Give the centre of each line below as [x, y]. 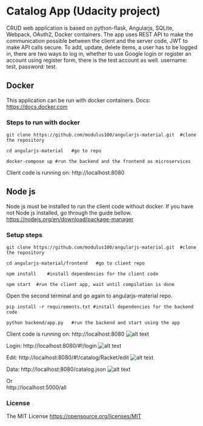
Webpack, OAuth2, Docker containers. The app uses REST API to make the [100, 34]
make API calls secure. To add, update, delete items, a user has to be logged [102, 47]
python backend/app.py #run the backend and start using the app [93, 323]
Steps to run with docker [43, 122]
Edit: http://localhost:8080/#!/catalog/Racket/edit [68, 358]
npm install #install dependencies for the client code [82, 274]
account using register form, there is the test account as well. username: [97, 60]
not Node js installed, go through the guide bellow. [69, 213]
